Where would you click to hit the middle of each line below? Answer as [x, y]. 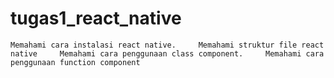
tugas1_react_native [96, 18]
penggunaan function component [75, 62]
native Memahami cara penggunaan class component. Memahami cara [167, 53]
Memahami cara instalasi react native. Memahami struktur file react [167, 45]
